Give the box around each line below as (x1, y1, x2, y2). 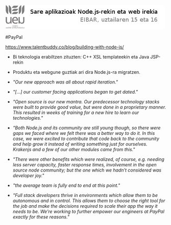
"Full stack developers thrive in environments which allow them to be (12, 192, 158, 198)
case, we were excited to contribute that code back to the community (12, 135, 160, 142)
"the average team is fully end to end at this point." (12, 182, 120, 188)
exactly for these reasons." (12, 214, 70, 220)
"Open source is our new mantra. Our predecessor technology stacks (12, 99, 160, 104)
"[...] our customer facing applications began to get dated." (12, 89, 138, 95)
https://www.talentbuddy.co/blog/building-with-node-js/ (5, 44, 124, 50)
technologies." (12, 115, 43, 121)
